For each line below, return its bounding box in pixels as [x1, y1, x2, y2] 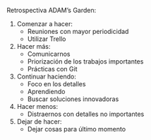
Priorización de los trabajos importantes [27, 57, 144, 66]
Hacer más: [16, 42, 51, 50]
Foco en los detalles [27, 80, 86, 88]
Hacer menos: [16, 103, 58, 110]
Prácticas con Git [27, 65, 78, 73]
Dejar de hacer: [16, 117, 62, 126]
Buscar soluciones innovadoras [27, 95, 119, 103]
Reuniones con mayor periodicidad [27, 28, 129, 35]
